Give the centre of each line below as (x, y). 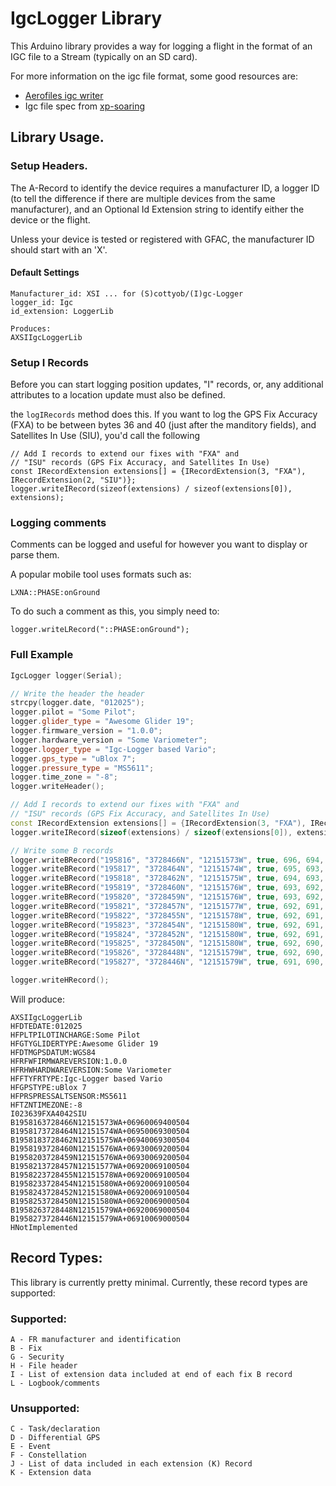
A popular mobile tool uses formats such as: (101, 574)
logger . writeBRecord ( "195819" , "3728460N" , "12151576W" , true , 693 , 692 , (167, 888)
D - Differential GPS (55, 1438)
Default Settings (45, 273)
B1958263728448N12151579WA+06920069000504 (100, 1210)
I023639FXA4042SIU (48, 1113)
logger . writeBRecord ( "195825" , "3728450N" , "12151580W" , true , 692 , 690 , (167, 943)
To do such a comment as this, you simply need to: (115, 611)
